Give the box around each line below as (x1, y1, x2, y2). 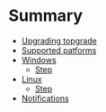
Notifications (21, 92, 69, 104)
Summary (8, 5, 83, 26)
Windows (21, 54, 57, 65)
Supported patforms (21, 44, 97, 55)
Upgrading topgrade (21, 35, 98, 46)
